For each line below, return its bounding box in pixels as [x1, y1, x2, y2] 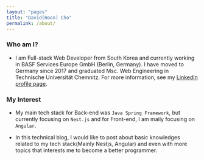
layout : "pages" [6, 9, 47, 15]
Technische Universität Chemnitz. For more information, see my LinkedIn [15, 74, 198, 81]
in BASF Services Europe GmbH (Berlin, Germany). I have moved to [15, 60, 185, 68]
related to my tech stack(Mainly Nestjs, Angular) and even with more [15, 140, 188, 147]
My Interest [6, 95, 41, 103]
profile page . [15, 80, 47, 87]
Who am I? [6, 40, 38, 49]
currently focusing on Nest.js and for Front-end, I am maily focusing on [15, 115, 195, 122]
